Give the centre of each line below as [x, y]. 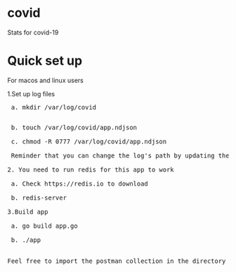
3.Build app [28, 212]
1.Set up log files [31, 93]
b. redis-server [39, 197]
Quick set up [45, 61]
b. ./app [26, 240]
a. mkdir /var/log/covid [54, 107]
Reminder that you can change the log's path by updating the [120, 155]
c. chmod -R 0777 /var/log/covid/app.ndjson [89, 141]
